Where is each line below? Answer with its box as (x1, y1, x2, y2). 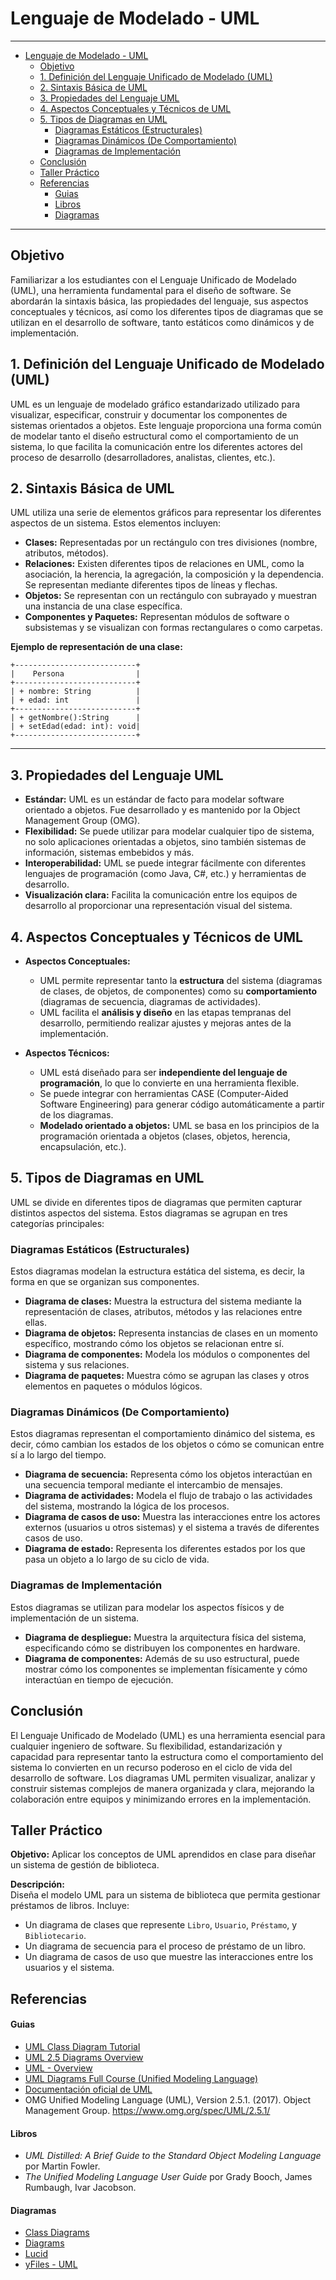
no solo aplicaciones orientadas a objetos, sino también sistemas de (24, 836, 307, 848)
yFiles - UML (24, 2258, 78, 2271)
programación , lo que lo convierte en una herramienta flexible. (39, 1077, 300, 1089)
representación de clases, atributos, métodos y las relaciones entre (24, 1306, 303, 1318)
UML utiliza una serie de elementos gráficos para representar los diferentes (10, 507, 322, 519)
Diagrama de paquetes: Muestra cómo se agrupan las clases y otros (24, 1370, 310, 1382)
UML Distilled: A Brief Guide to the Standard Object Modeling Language (24, 2150, 322, 2162)
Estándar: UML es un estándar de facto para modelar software (24, 793, 285, 806)
